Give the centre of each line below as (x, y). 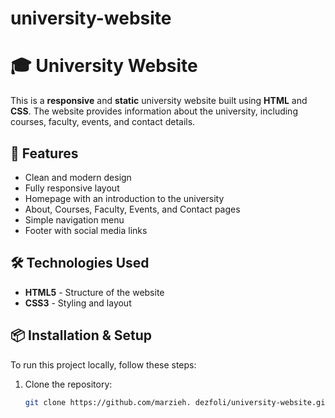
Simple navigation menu (74, 219)
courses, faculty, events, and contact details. (103, 122)
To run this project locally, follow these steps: (103, 364)
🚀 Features (44, 153)
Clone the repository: (68, 384)
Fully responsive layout (72, 188)
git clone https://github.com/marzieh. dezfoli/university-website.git (177, 402)
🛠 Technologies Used (80, 263)
